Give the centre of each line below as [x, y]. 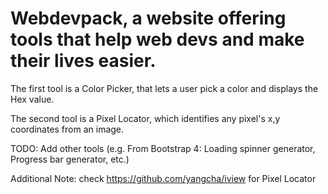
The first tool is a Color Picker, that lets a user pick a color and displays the [164, 88]
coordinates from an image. [67, 129]
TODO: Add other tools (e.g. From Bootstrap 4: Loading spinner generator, [163, 148]
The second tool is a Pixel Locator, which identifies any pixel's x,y [145, 118]
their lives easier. [83, 61]
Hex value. [32, 99]
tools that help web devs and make [157, 39]
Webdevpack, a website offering [148, 18]
